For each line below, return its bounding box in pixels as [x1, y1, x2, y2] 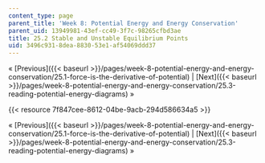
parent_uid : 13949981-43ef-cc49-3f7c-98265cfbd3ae [8, 26, 181, 35]
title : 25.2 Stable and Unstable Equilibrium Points [8, 34, 189, 43]
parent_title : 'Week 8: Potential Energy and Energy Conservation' [8, 19, 239, 27]
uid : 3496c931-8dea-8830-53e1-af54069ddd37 [8, 42, 157, 50]
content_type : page [8, 11, 74, 20]
